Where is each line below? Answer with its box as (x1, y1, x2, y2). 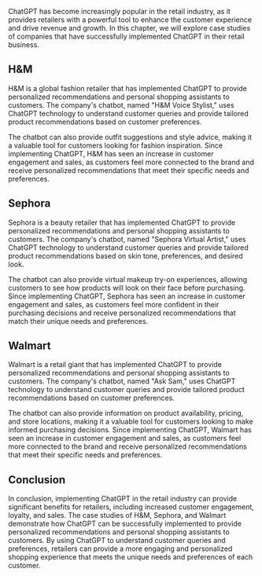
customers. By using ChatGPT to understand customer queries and (8, 536, 226, 545)
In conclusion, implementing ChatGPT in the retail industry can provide (8, 494, 238, 504)
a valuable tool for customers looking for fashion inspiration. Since (8, 141, 223, 150)
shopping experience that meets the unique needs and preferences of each (8, 552, 253, 562)
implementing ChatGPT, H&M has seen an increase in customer (8, 149, 214, 158)
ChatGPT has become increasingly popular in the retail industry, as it (8, 7, 231, 16)
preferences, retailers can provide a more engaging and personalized (8, 544, 233, 553)
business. (8, 40, 39, 50)
